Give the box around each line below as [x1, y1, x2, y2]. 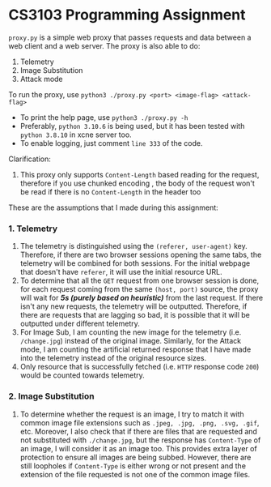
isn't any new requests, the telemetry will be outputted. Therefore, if [19, 301, 248, 311]
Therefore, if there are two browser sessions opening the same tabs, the [19, 250, 262, 260]
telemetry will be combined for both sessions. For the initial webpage [19, 258, 251, 268]
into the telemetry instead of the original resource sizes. [19, 353, 207, 363]
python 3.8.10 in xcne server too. [19, 130, 132, 139]
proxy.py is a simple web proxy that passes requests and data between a [8, 32, 252, 42]
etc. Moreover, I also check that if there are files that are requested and [19, 426, 257, 436]
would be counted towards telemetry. [19, 370, 146, 380]
